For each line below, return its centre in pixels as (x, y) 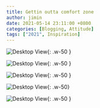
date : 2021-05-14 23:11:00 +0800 (49, 23)
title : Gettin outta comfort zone (50, 12)
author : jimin (24, 18)
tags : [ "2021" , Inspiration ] (43, 35)
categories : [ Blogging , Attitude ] (50, 29)
